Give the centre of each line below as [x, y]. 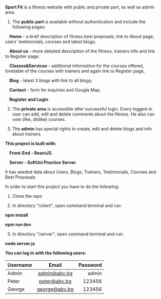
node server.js [20, 243]
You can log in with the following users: [46, 253]
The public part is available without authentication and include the [79, 22]
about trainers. [27, 134]
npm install [17, 215]
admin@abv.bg [55, 273]
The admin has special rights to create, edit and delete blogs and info [82, 129]
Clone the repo [27, 196]
